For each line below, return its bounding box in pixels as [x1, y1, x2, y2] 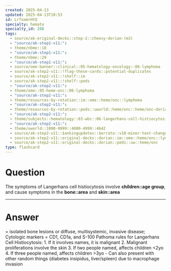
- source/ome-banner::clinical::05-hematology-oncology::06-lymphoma [10, 64, 160, 69]
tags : [5, 31, 17, 36]
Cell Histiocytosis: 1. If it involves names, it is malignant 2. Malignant [5, 239, 148, 245]
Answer [5, 212, 39, 223]
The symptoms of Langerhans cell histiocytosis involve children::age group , [5, 183, 166, 189]
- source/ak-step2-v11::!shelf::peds [10, 78, 90, 84]
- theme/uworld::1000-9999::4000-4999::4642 [10, 126, 106, 131]
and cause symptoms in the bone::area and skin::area [5, 189, 120, 195]
